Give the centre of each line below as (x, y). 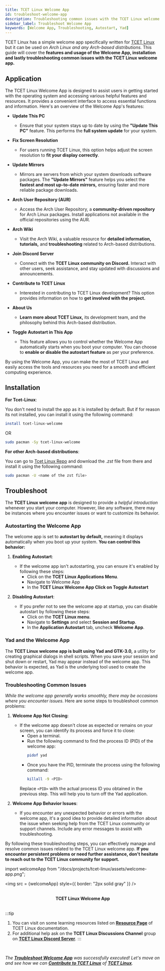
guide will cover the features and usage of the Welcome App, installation (81, 53)
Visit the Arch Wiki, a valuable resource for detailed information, (85, 239)
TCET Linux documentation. (40, 928)
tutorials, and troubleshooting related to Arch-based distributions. (88, 244)
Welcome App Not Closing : (40, 716)
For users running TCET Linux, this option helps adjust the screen (86, 150)
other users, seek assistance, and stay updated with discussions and (90, 268)
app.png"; (15, 874)
